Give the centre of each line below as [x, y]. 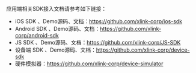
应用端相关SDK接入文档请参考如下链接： [57, 9]
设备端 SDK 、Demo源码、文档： [56, 50]
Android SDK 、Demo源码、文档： [57, 29]
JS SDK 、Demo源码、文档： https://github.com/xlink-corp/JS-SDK [98, 42]
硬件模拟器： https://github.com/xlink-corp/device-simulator [89, 64]
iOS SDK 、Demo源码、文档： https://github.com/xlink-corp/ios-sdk [99, 21]
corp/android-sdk [37, 35]
